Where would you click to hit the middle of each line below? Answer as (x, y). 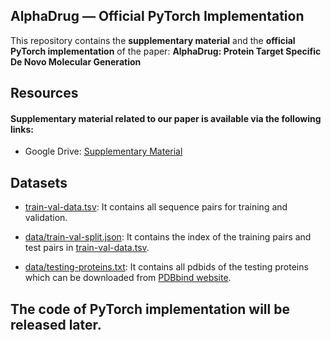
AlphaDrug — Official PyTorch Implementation (157, 16)
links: (22, 129)
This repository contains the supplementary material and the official (153, 40)
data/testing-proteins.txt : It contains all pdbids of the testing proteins (166, 267)
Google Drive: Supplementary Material (103, 151)
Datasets (39, 182)
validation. (46, 218)
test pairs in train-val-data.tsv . (87, 248)
